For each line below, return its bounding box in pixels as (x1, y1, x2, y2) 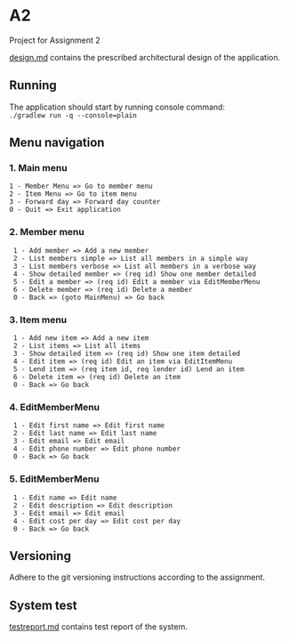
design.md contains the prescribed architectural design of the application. (9, 52, 281, 62)
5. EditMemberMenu (9, 473, 100, 485)
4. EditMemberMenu (9, 401, 100, 413)
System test (9, 597, 77, 613)
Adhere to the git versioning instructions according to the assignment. (9, 572, 265, 583)
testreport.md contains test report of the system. (9, 621, 189, 632)
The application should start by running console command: (9, 101, 225, 112)
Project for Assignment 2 (9, 35, 100, 45)
